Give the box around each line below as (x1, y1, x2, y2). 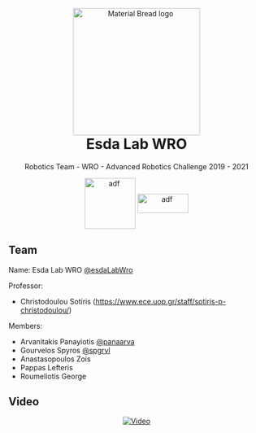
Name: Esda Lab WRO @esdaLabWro (8, 265, 133, 274)
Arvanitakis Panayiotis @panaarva (20, 336, 136, 346)
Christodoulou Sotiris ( (20, 296, 96, 306)
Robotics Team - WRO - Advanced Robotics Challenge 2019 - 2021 (24, 161, 249, 171)
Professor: (8, 281, 43, 291)
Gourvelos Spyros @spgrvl (20, 345, 111, 355)
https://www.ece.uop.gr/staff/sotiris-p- (95, 296, 226, 306)
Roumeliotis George (20, 371, 87, 381)
